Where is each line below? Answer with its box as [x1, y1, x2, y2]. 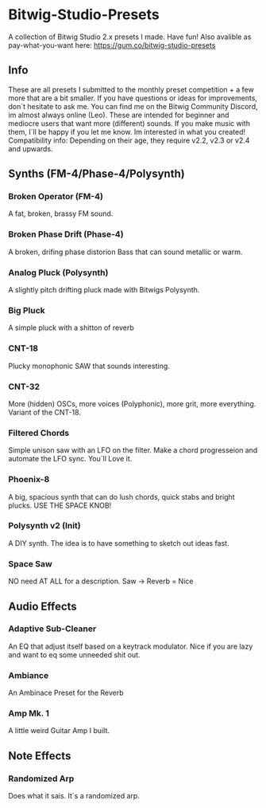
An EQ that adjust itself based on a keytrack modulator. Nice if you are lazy [8, 641, 253, 651]
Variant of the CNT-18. [8, 407, 82, 417]
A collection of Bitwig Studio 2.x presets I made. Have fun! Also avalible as [8, 32, 252, 41]
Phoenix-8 [8, 474, 50, 485]
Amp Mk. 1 [8, 708, 49, 719]
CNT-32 [8, 381, 40, 392]
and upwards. [8, 143, 53, 153]
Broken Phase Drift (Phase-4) [8, 229, 125, 240]
